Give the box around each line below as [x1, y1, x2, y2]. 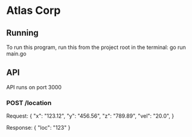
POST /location [6, 98, 52, 107]
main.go [6, 50, 27, 57]
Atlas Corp [6, 4, 61, 18]
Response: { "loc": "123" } [6, 124, 71, 132]
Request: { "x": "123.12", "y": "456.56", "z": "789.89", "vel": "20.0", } [6, 112, 174, 119]
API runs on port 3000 [6, 83, 62, 91]
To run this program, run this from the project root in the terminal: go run [6, 43, 186, 51]
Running [6, 28, 39, 38]
